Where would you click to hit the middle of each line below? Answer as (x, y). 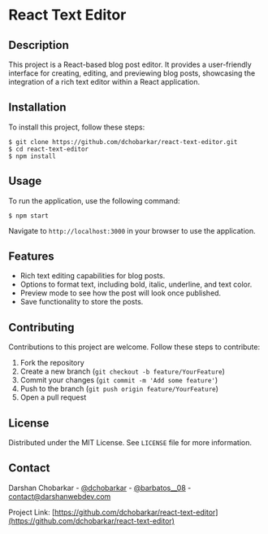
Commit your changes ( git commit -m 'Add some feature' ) (119, 380)
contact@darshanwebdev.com (60, 496)
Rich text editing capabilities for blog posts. (93, 276)
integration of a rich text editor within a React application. (104, 82)
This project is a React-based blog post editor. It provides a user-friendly (130, 64)
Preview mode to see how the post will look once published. (121, 293)
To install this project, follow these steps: (77, 127)
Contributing (41, 327)
